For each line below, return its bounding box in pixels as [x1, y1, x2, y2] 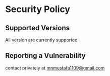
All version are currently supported [5, 37, 78, 43]
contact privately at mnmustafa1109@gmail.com [5, 64, 105, 71]
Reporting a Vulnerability [5, 51, 86, 60]
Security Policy [5, 4, 71, 15]
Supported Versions [5, 24, 70, 32]
